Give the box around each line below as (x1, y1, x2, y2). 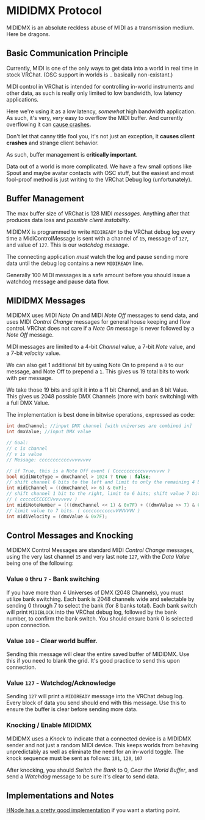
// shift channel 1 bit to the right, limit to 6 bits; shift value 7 (6, 491, 190, 497)
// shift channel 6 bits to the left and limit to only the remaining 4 (6, 479, 195, 485)
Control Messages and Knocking (6, 530, 134, 540)
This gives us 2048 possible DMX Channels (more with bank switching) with (6, 393, 198, 400)
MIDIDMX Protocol (6, 4, 103, 18)
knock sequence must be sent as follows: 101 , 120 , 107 (6, 754, 143, 762)
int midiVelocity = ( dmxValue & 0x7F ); (6, 513, 108, 520)
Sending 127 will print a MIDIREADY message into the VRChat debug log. (6, 693, 184, 700)
